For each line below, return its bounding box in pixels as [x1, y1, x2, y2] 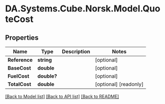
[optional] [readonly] [95, 81, 144, 88]
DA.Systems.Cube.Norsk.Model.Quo [5, 3, 161, 14]
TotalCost [7, 81, 31, 88]
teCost [5, 13, 34, 25]
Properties [5, 33, 39, 42]
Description [62, 48, 90, 55]
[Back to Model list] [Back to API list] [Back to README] [5, 94, 119, 100]
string [37, 57, 52, 63]
